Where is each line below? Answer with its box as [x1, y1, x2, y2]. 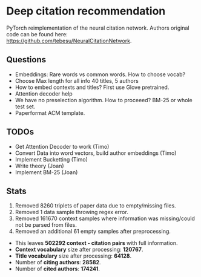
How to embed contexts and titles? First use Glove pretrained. [15, 83, 170, 91]
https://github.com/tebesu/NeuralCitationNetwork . [6, 37, 132, 44]
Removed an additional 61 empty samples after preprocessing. [15, 228, 171, 235]
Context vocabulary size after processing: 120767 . [15, 246, 143, 253]
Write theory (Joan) [15, 162, 65, 169]
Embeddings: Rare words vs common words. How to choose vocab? [15, 71, 186, 78]
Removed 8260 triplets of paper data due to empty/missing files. [15, 202, 177, 209]
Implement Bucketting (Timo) [15, 155, 88, 163]
